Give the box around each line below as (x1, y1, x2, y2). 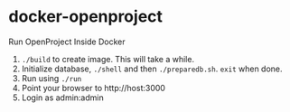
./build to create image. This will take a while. (21, 53, 195, 64)
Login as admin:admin (21, 92, 105, 103)
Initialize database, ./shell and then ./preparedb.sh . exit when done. (21, 63, 283, 74)
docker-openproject (8, 6, 164, 27)
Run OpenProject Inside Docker (8, 36, 126, 47)
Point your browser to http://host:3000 (21, 82, 166, 93)
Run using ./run (21, 72, 82, 83)
